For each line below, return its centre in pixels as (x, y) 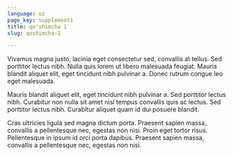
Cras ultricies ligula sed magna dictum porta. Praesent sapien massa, (107, 123)
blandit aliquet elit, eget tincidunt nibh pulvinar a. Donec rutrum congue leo (115, 74)
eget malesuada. (31, 81)
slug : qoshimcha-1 (34, 33)
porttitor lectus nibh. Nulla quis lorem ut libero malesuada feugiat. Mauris (112, 66)
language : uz (26, 14)
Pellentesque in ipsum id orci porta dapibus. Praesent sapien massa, (106, 138)
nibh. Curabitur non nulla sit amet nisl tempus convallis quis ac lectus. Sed (114, 102)
